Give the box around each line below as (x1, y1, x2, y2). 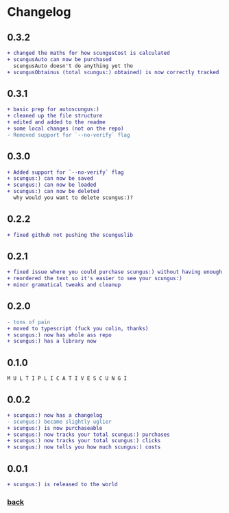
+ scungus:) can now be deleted (7, 188, 99, 195)
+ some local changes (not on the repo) (7, 125, 125, 132)
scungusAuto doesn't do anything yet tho (13, 62, 134, 69)
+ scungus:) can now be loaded (7, 181, 97, 189)
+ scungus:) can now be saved (7, 175, 94, 182)
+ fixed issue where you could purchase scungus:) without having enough (7, 269, 223, 275)
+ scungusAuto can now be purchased (7, 56, 112, 62)
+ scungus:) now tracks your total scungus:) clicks (7, 437, 161, 444)
